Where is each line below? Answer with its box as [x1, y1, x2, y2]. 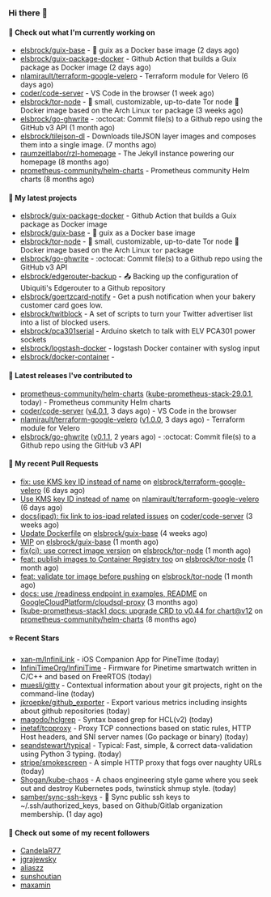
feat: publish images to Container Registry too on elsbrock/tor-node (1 [19, 554, 253, 563]
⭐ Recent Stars [8, 633, 60, 643]
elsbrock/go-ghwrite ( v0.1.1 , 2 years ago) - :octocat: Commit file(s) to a [19, 431, 256, 441]
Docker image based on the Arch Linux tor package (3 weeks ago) [19, 105, 244, 116]
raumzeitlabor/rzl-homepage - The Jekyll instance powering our [19, 149, 235, 159]
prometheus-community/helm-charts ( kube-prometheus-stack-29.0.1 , [19, 389, 253, 398]
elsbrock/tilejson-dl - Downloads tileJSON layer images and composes [19, 131, 256, 141]
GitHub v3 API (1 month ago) [19, 123, 116, 133]
